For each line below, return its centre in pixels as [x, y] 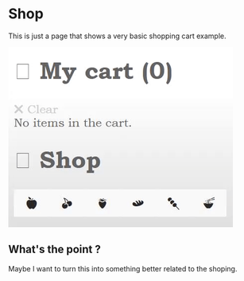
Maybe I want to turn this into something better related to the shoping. [123, 268]
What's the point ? [55, 250]
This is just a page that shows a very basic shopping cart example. [117, 36]
